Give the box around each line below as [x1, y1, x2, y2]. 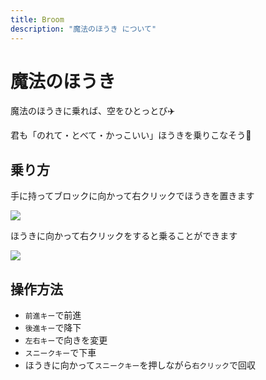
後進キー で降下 [24, 322, 82, 334]
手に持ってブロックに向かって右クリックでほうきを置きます [10, 190, 255, 202]
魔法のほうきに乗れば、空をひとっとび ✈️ [10, 105, 176, 117]
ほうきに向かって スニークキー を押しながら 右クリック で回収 [24, 359, 256, 371]
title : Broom [10, 14, 65, 25]
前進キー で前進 [24, 309, 82, 321]
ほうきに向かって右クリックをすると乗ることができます [10, 230, 238, 242]
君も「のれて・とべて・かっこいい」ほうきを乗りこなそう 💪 [10, 129, 252, 141]
